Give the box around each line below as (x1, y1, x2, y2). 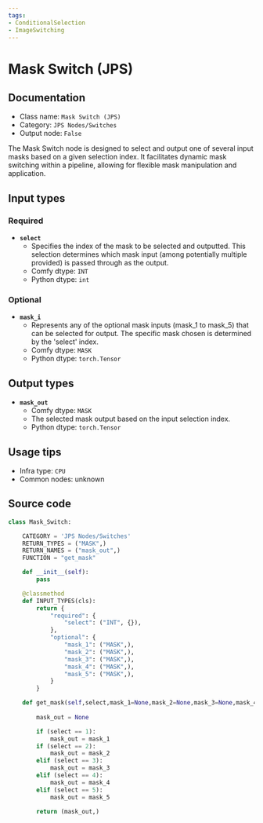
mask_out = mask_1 (49, 735, 110, 743)
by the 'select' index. (31, 337, 99, 346)
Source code (8, 497, 72, 510)
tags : (8, 11, 26, 20)
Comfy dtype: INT (31, 266, 88, 276)
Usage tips (8, 445, 62, 459)
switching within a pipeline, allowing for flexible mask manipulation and (8, 160, 237, 170)
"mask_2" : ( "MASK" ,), (63, 648, 135, 656)
